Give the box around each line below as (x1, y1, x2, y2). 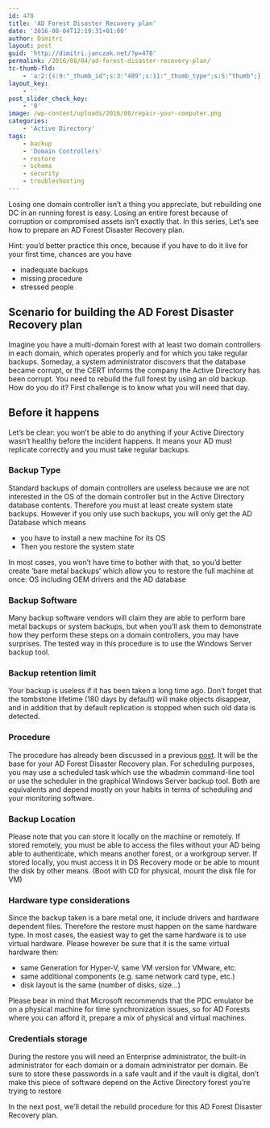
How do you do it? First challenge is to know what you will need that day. (8, 382, 250, 392)
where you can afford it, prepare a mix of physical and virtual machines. (8, 1013, 247, 1023)
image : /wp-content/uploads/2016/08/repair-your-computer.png (8, 110, 222, 118)
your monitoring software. (8, 793, 95, 802)
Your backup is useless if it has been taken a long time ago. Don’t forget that (8, 686, 262, 696)
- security (23, 170, 60, 178)
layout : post (8, 42, 52, 50)
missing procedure (19, 273, 83, 283)
